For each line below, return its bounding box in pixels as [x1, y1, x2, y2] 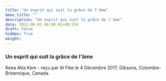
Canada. [32, 70, 50, 76]
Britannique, [5, 70, 31, 76]
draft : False [5, 27, 33, 32]
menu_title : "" [5, 12, 38, 17]
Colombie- [138, 65, 161, 71]
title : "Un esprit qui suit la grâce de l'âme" [5, 7, 109, 13]
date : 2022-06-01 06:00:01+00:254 [5, 22, 79, 27]
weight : [5, 36, 22, 42]
